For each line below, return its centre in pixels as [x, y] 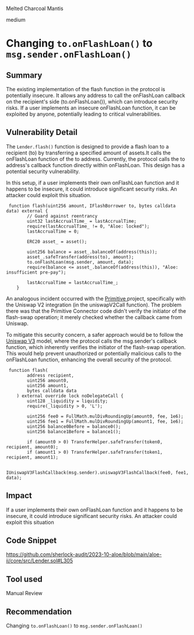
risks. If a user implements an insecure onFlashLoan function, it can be [91, 108]
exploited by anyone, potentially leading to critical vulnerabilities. [84, 114]
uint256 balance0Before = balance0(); [74, 426]
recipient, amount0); [32, 447]
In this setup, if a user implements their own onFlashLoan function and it [93, 182]
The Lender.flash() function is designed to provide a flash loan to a [87, 146]
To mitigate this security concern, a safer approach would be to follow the [95, 334]
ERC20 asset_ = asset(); [57, 241]
